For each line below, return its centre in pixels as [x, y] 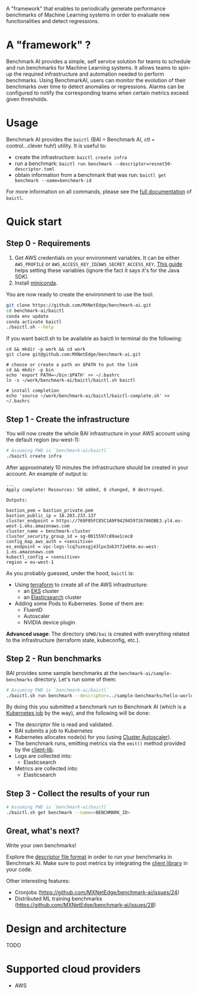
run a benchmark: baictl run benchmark [63, 163]
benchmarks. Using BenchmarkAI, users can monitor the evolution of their [96, 80]
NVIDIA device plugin [49, 622]
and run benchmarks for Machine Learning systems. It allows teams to [92, 67]
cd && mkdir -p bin [30, 370]
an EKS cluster [41, 590]
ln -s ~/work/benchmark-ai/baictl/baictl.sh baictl [71, 380]
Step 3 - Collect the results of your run [78, 793]
